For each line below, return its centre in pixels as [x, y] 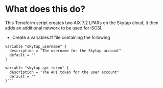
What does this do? [45, 9]
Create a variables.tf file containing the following [61, 37]
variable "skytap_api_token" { [37, 68]
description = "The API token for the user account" [64, 72]
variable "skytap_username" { [36, 46]
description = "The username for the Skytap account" [65, 51]
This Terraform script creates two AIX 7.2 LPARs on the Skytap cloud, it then [82, 23]
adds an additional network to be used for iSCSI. [54, 28]
